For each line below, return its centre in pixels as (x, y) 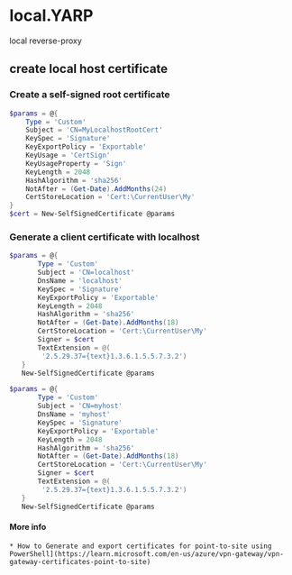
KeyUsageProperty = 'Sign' (76, 163)
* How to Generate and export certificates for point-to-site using (141, 546)
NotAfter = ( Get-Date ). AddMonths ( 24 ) (96, 189)
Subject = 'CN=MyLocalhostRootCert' (95, 130)
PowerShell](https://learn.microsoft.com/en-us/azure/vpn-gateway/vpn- (146, 554)
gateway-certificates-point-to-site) (80, 561)
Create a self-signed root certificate (90, 95)
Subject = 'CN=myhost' (80, 406)
